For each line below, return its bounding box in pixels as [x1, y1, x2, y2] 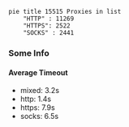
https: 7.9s [19, 103, 55, 112]
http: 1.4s [19, 94, 51, 104]
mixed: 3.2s [19, 86, 59, 95]
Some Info [8, 47, 50, 58]
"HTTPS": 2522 [23, 22, 71, 30]
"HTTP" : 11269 [23, 15, 75, 23]
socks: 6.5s [19, 112, 59, 121]
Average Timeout [8, 67, 68, 77]
